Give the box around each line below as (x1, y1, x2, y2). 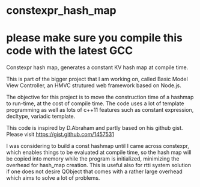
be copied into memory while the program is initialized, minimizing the (6, 155, 180, 162)
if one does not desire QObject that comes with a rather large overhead (6, 168, 183, 175)
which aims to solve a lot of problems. (6, 174, 100, 182)
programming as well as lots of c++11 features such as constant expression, (6, 106, 194, 114)
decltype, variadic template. (6, 112, 76, 120)
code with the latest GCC (6, 44, 133, 58)
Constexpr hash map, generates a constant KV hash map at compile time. (6, 64, 189, 71)
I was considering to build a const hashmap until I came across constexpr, (6, 143, 189, 150)
